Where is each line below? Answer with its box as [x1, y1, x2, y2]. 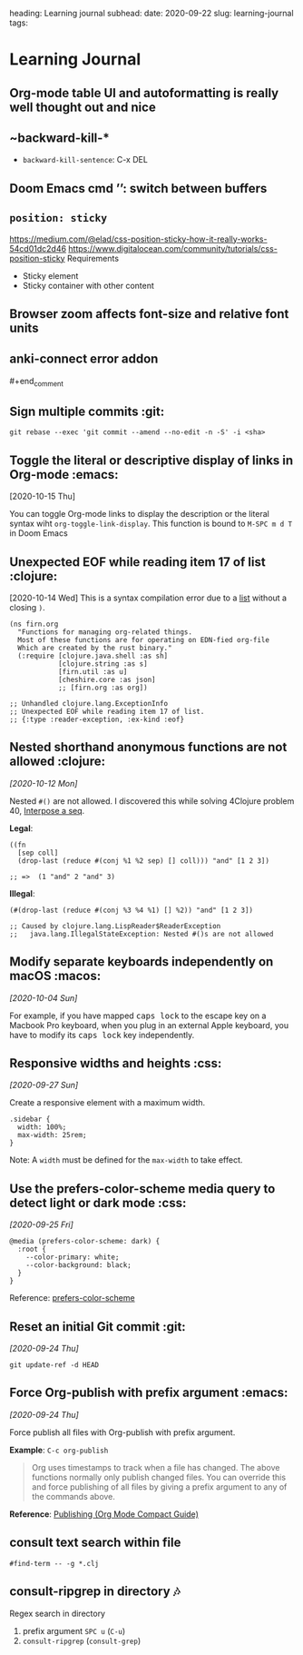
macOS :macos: [9, 968, 102, 984]
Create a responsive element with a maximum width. [9, 1097, 206, 1108]
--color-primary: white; [25, 1253, 120, 1262]
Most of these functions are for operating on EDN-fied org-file [17, 636, 270, 645]
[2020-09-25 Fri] [9, 1219, 74, 1230]
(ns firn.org [9, 619, 59, 629]
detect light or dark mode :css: [9, 1194, 187, 1211]
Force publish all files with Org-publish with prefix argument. [9, 1426, 236, 1438]
